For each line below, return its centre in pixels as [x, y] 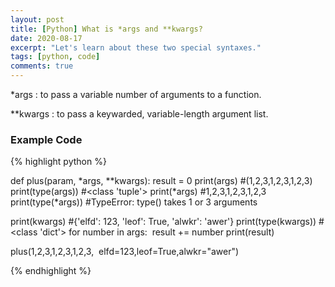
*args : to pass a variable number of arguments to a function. [136, 94]
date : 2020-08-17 [46, 38]
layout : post [37, 19]
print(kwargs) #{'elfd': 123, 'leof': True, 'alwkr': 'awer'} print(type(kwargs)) [163, 222]
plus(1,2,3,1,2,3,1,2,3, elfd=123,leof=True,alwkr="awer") [125, 252]
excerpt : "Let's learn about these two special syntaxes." [136, 47]
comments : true [42, 66]
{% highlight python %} [58, 162]
